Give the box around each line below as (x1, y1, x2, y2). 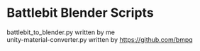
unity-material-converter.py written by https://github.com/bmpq (6, 35, 193, 43)
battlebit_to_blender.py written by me (6, 28, 115, 36)
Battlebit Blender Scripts (6, 5, 154, 21)
